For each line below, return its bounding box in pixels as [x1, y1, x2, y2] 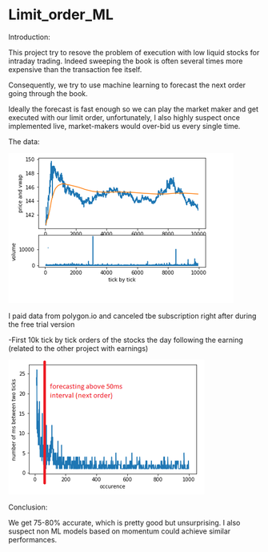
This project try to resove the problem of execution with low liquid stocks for [8, 47, 260, 57]
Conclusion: [8, 502, 48, 512]
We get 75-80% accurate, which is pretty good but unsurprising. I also [8, 518, 241, 527]
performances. [8, 534, 58, 544]
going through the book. [8, 88, 88, 98]
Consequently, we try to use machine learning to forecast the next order [8, 80, 246, 90]
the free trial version [8, 319, 75, 329]
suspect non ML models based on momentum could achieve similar [8, 526, 231, 536]
